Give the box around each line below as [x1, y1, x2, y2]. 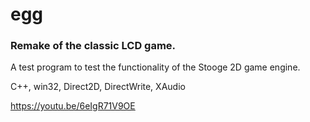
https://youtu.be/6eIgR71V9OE [10, 100, 136, 112]
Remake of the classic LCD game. [10, 39, 177, 53]
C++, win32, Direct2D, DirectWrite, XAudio [10, 81, 186, 93]
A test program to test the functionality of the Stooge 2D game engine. [10, 61, 301, 73]
